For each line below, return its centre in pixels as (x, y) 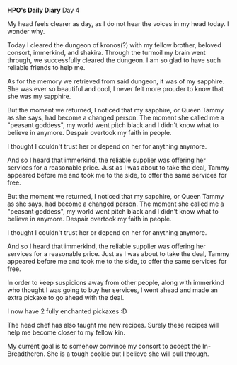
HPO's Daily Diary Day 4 (44, 10)
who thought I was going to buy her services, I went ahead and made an (112, 290)
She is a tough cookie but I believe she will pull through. (128, 354)
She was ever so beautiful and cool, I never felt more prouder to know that (116, 89)
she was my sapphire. (39, 96)
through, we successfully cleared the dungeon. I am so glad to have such (114, 60)
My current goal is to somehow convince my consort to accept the (104, 346)
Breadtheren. (27, 354)
